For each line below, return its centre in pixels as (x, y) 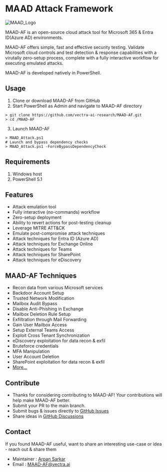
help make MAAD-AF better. (41, 400)
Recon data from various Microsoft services (57, 288)
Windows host (27, 174)
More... (20, 367)
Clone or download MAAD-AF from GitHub (56, 100)
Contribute (22, 383)
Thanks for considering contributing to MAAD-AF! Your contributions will (87, 395)
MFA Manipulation (31, 351)
